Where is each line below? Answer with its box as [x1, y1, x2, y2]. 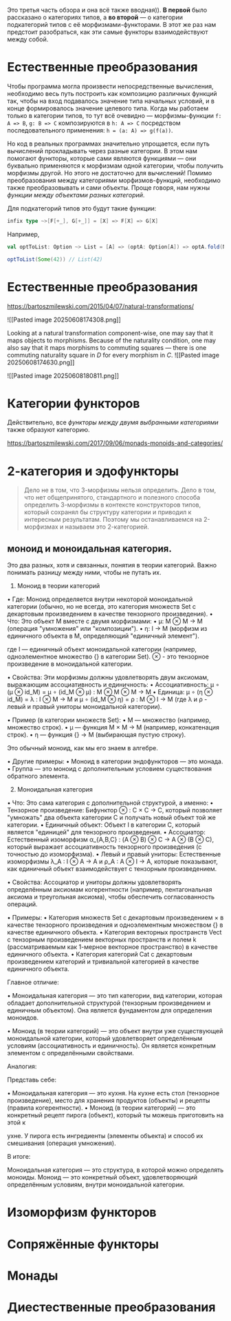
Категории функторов [7, 395, 140, 411]
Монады [7, 1268, 58, 1283]
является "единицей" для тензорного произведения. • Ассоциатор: [7, 828, 206, 836]
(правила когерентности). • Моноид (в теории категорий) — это [7, 1104, 196, 1112]
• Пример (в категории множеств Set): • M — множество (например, [7, 716, 211, 724]
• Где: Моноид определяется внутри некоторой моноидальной [7, 595, 193, 603]
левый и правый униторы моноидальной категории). [7, 703, 162, 711]
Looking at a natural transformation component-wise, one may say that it [7, 329, 213, 337]
